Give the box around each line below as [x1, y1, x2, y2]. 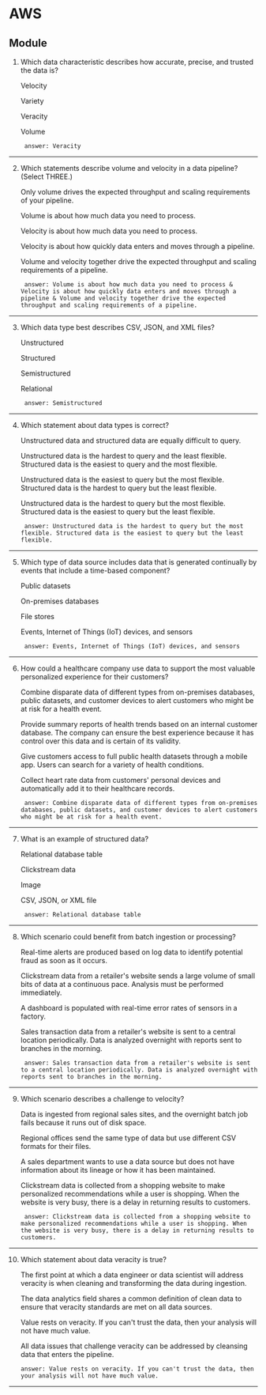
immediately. [20, 988, 62, 997]
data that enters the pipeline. [20, 1350, 114, 1359]
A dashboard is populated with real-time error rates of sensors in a [20, 1004, 238, 1012]
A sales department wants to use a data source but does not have [20, 1157, 235, 1166]
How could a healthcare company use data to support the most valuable [20, 663, 256, 673]
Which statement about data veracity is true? [20, 1255, 167, 1264]
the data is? [20, 66, 58, 75]
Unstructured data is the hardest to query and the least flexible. [20, 452, 227, 460]
